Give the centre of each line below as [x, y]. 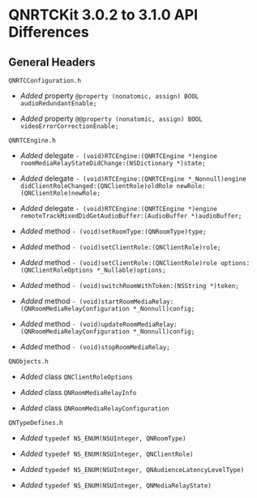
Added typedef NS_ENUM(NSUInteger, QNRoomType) [103, 438]
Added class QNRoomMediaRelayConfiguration [94, 408]
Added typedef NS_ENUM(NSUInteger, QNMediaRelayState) [116, 485]
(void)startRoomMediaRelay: [126, 302]
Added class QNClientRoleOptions [77, 376]
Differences [49, 32]
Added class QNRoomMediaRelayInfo [78, 392]
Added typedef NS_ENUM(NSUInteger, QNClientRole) [107, 453]
